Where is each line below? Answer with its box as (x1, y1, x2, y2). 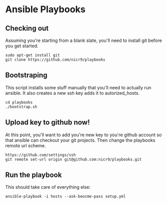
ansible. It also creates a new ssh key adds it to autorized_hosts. (5, 90, 140, 96)
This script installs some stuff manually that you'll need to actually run (5, 84, 151, 90)
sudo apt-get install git (5, 53, 60, 58)
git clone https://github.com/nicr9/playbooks (5, 57, 106, 62)
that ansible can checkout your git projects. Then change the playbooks (5, 137, 156, 143)
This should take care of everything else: (5, 184, 91, 190)
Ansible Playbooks (5, 4, 86, 15)
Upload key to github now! (5, 118, 90, 127)
